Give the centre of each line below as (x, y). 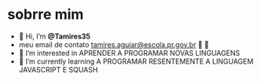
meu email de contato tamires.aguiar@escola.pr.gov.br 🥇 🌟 (114, 44)
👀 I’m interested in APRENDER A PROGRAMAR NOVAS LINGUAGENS (129, 53)
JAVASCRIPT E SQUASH (58, 69)
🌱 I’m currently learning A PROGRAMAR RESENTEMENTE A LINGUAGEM (136, 61)
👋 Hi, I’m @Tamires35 (55, 36)
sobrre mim (46, 15)
